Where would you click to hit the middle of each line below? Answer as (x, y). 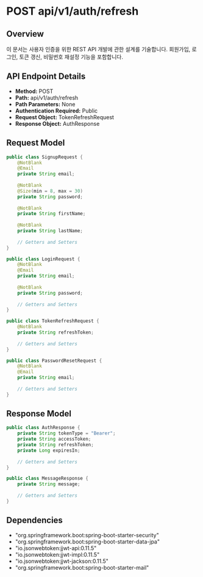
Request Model (36, 143)
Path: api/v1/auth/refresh (47, 97)
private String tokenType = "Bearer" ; (66, 433)
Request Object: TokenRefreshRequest (65, 117)
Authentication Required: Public (56, 111)
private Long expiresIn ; (49, 450)
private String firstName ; (52, 214)
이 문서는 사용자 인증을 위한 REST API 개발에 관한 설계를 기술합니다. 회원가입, (98, 49)
